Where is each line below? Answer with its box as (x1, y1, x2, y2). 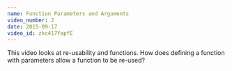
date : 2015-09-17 (7, 23, 58, 30)
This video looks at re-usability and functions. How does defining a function (7, 49, 225, 57)
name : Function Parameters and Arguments (7, 10, 130, 17)
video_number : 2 (7, 17, 54, 24)
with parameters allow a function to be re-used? (7, 56, 145, 65)
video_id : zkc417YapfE (7, 29, 73, 37)
